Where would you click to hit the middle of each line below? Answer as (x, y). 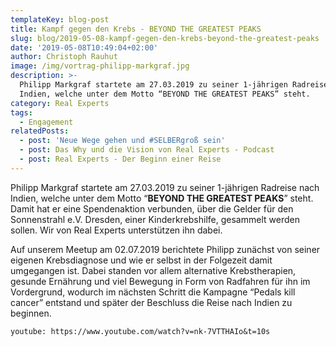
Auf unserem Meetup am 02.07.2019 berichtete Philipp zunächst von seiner (165, 249)
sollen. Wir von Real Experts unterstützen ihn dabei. (116, 230)
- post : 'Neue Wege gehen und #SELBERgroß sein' (122, 141)
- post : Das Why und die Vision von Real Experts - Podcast (147, 150)
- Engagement (46, 122)
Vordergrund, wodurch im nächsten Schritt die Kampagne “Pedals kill (153, 292)
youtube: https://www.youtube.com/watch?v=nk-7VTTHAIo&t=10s (140, 331)
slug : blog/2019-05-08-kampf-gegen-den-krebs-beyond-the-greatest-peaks (165, 38)
